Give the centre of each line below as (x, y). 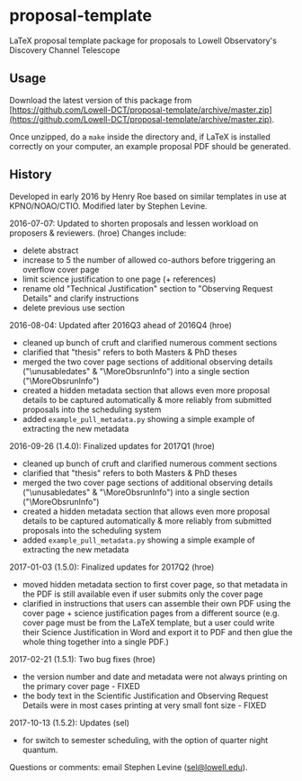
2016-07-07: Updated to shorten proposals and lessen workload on (134, 223)
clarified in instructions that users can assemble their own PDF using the (156, 603)
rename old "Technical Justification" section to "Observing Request (147, 288)
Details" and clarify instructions (80, 298)
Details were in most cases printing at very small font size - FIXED (144, 705)
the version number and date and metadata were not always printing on (155, 677)
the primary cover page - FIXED (81, 686)
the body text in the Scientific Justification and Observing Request (145, 696)
